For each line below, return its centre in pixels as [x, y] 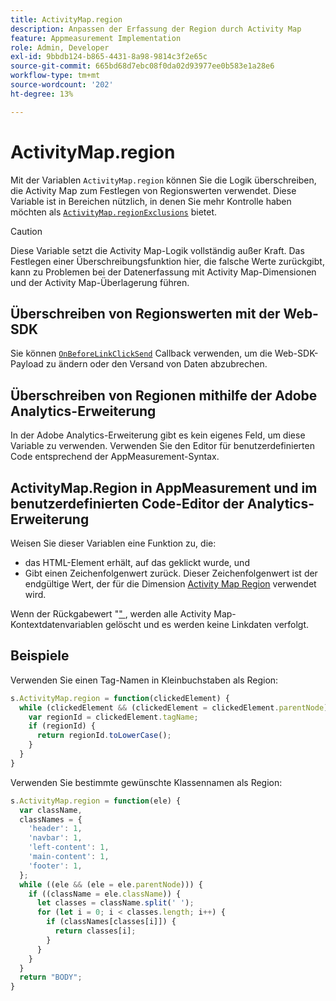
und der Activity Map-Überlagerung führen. [100, 282]
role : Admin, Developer [60, 47]
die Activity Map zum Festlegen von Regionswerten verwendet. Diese [153, 190]
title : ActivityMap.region [66, 19]
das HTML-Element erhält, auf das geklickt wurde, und [137, 562]
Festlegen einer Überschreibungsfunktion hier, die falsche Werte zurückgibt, [167, 261]
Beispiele [40, 656]
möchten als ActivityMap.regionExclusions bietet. [114, 212]
